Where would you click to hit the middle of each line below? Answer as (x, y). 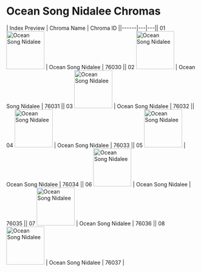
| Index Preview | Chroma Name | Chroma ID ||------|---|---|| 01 (86, 28)
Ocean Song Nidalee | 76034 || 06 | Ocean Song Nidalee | (99, 184)
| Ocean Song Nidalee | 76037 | (85, 262)
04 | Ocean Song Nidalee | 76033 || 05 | (96, 145)
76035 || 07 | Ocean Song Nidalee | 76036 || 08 (86, 223)
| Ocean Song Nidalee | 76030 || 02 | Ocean (120, 67)
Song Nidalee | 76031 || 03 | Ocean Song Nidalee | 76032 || (100, 106)
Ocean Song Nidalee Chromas (83, 11)
